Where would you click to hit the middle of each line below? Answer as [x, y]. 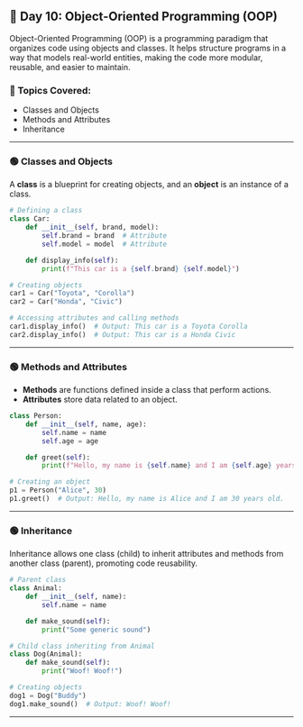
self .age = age [70, 441]
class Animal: [36, 588]
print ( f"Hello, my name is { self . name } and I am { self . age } [157, 466]
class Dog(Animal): [46, 654]
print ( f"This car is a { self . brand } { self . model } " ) [141, 268]
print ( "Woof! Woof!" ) [83, 671]
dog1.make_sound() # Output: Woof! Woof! [90, 704]
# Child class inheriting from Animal [82, 646]
